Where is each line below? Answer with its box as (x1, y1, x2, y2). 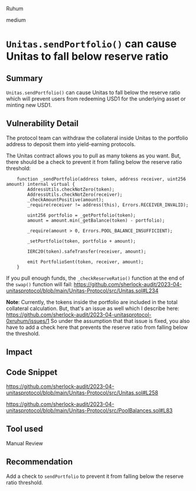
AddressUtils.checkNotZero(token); (27, 186, 115, 192)
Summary (6, 73, 43, 83)
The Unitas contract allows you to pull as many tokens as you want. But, (6, 152, 181, 159)
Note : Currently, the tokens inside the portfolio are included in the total (6, 298, 178, 305)
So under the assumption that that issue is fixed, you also (50, 317, 190, 324)
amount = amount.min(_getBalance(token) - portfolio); (27, 217, 165, 224)
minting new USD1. (6, 102, 52, 108)
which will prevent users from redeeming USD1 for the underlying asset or (6, 95, 186, 102)
